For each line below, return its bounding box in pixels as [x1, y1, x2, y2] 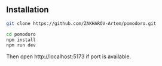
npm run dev [6, 42, 36, 48]
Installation [6, 5, 49, 15]
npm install [6, 37, 36, 43]
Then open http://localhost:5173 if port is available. [6, 53, 132, 60]
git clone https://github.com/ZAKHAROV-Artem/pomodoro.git [6, 20, 157, 26]
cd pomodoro [6, 31, 36, 37]
